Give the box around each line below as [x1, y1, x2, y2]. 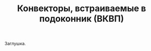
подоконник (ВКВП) [39, 13, 124, 24]
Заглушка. [4, 41, 26, 47]
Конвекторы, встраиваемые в [17, 3, 146, 14]
